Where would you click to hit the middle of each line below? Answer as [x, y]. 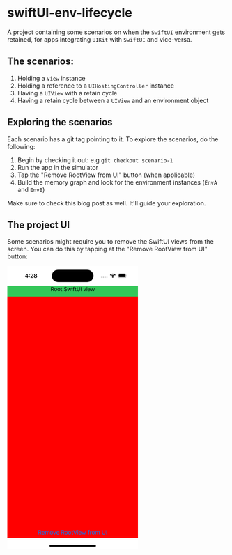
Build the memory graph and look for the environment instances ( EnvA [117, 182]
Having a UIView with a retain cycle [67, 93]
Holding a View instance [51, 78]
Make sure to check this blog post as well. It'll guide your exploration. [107, 203]
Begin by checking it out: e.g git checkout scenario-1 [95, 160]
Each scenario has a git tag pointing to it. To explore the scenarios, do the [113, 139]
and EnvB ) [31, 189]
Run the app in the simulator [58, 167]
